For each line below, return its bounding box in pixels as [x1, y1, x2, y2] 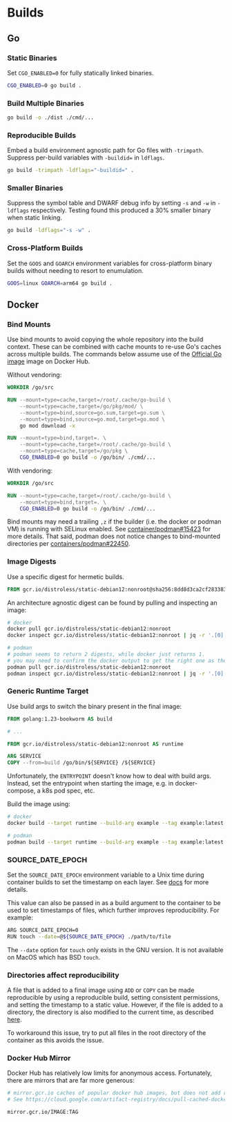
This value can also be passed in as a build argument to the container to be [7, 899, 221, 907]
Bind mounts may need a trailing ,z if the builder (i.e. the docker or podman [7, 517, 222, 526]
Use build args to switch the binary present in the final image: [7, 702, 182, 710]
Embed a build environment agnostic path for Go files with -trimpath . [7, 146, 204, 155]
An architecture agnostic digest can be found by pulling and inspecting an [7, 598, 217, 607]
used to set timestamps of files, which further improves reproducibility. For [7, 906, 220, 915]
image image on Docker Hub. [7, 357, 90, 365]
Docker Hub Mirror [7, 1053, 71, 1063]
